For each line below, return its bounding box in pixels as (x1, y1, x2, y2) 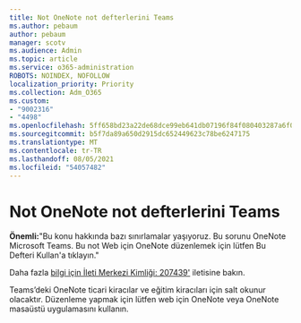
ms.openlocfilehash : (9, 122, 87, 131)
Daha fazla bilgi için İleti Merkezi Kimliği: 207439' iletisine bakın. (9, 268, 245, 278)
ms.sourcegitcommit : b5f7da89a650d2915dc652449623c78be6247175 (9, 130, 251, 139)
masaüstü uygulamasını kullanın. (9, 303, 129, 314)
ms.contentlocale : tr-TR (9, 146, 102, 155)
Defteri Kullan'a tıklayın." (9, 250, 100, 260)
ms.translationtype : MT (9, 138, 99, 147)
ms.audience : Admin (9, 47, 82, 55)
